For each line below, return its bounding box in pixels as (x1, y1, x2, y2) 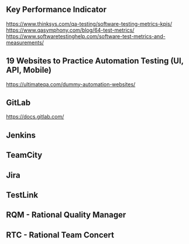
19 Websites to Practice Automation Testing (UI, (6, 56, 184, 66)
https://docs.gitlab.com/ (6, 113, 64, 120)
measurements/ (6, 39, 44, 46)
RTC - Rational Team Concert (6, 230, 114, 240)
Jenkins (6, 130, 36, 140)
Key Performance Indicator (6, 5, 107, 15)
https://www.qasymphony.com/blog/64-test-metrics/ (6, 26, 135, 33)
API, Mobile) (6, 65, 51, 75)
